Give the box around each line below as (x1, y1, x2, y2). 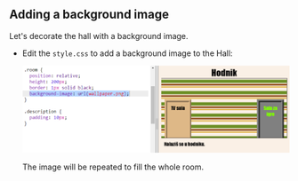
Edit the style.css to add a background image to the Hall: (21, 48, 233, 59)
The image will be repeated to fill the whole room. (21, 161, 205, 172)
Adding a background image (9, 7, 169, 22)
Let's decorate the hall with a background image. (9, 30, 189, 41)
